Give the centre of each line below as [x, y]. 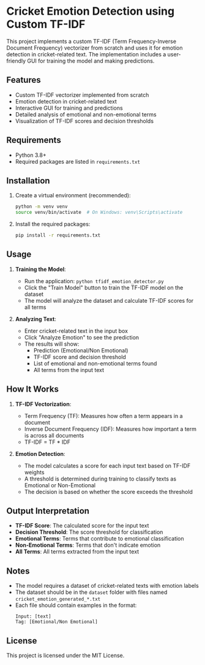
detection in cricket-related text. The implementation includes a [86, 54]
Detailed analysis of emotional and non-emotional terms [86, 114]
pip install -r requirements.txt [58, 235]
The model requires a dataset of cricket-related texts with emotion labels [107, 586]
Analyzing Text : [35, 319]
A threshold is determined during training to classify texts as [100, 479]
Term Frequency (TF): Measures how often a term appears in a [103, 416]
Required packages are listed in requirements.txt [78, 161]
